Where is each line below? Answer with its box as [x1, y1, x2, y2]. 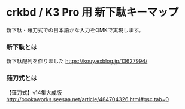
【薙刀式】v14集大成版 [6, 89, 62, 96]
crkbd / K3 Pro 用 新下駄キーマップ [6, 5, 179, 19]
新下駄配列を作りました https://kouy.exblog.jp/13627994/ [6, 57, 148, 65]
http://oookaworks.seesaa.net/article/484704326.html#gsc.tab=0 [6, 95, 169, 102]
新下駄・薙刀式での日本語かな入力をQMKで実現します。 [6, 26, 144, 34]
